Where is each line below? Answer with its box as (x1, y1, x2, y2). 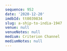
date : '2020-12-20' (5, 12, 45, 17)
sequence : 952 (5, 7, 34, 12)
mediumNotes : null (5, 39, 43, 44)
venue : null (5, 25, 29, 30)
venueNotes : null (5, 30, 41, 34)
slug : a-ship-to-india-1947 (5, 20, 63, 26)
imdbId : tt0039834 (5, 16, 43, 21)
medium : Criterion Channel (5, 34, 60, 39)
